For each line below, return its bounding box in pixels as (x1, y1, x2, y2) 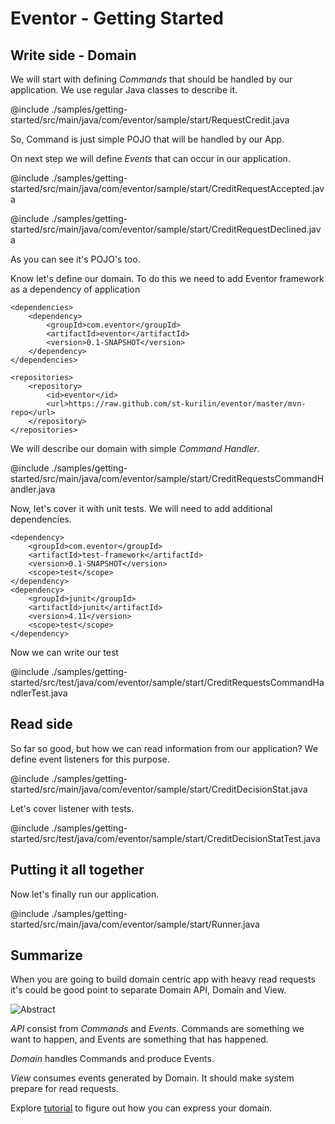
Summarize (10, 947, 83, 964)
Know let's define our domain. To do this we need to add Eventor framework (10, 273, 325, 284)
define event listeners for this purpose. (10, 753, 170, 765)
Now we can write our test (10, 647, 119, 658)
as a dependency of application (10, 283, 141, 295)
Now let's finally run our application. (10, 888, 160, 900)
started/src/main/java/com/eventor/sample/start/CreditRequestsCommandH (10, 473, 325, 484)
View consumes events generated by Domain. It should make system (10, 1072, 295, 1084)
